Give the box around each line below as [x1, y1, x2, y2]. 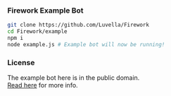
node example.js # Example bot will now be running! [7, 41, 165, 48]
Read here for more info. [7, 81, 79, 90]
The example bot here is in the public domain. [7, 74, 140, 82]
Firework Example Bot [7, 6, 84, 15]
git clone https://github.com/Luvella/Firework [7, 22, 150, 29]
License [7, 57, 35, 67]
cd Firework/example [7, 28, 68, 35]
